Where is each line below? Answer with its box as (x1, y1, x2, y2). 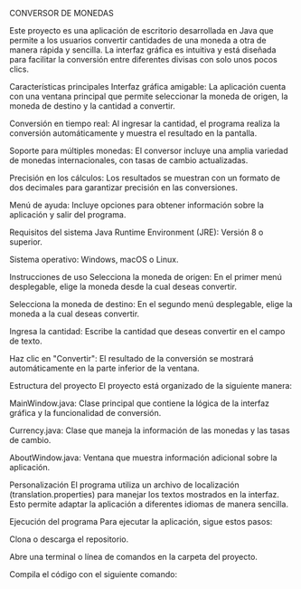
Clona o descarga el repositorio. (9, 534, 129, 545)
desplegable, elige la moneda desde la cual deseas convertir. (9, 281, 238, 292)
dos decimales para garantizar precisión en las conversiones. (9, 182, 238, 193)
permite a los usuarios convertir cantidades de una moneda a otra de (9, 35, 267, 45)
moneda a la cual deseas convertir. (9, 308, 140, 319)
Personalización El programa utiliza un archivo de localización (9, 479, 240, 490)
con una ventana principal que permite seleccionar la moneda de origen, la (9, 91, 288, 101)
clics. (9, 63, 30, 74)
